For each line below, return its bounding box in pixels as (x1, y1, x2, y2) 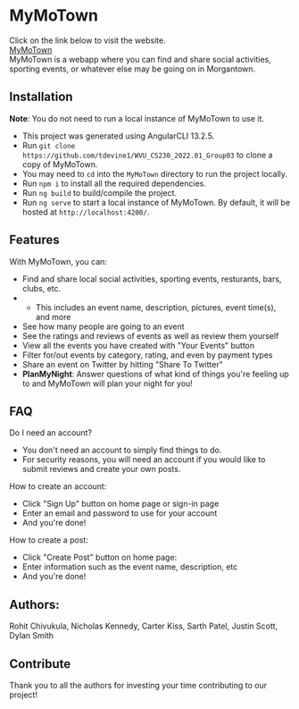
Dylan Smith (9, 630, 54, 641)
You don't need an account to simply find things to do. (21, 444, 222, 456)
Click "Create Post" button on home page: (21, 552, 178, 563)
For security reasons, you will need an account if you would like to (21, 454, 266, 465)
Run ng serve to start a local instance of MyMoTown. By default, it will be (21, 197, 291, 207)
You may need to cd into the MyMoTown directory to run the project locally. (21, 168, 288, 179)
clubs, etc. (21, 283, 62, 293)
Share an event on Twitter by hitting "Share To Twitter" (21, 359, 223, 369)
